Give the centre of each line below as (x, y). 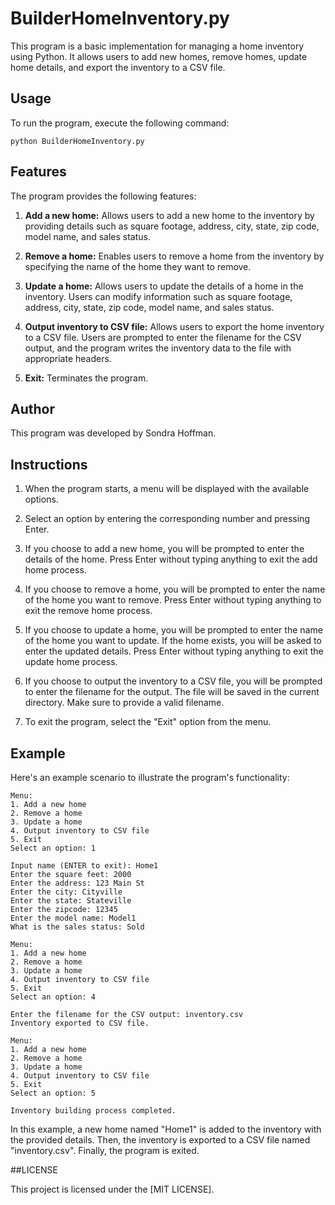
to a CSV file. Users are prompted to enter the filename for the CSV (163, 337)
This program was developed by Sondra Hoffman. (113, 433)
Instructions (49, 464)
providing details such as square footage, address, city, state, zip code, (172, 226)
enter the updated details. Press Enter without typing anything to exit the (174, 651)
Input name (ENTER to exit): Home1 (84, 866)
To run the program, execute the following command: (120, 123)
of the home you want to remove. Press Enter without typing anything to (173, 600)
